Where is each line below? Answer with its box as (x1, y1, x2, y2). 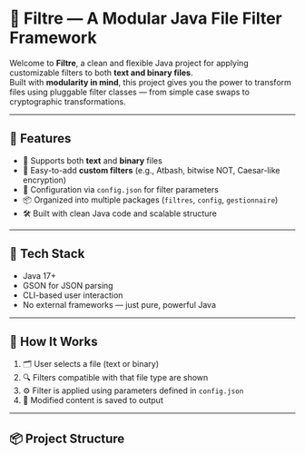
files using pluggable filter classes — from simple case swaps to (9, 86, 250, 97)
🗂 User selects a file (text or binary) (22, 359, 160, 370)
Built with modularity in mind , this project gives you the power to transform (9, 76, 292, 87)
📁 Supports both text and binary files (22, 154, 163, 166)
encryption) (22, 174, 66, 185)
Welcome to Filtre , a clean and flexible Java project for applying (9, 57, 249, 68)
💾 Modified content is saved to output (22, 395, 163, 406)
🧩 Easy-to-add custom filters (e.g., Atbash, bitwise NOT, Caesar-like (22, 164, 280, 175)
